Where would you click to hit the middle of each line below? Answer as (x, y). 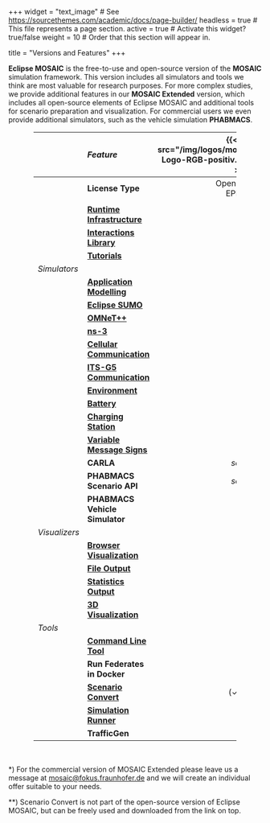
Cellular (102, 344)
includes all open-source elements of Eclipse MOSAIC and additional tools (131, 103)
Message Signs (117, 450)
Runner (102, 720)
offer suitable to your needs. (55, 786)
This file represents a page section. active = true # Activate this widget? (127, 29)
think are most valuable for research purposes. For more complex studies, (131, 85)
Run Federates (116, 664)
